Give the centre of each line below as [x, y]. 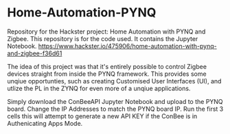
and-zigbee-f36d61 [35, 53]
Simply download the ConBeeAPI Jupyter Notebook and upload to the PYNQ [115, 101]
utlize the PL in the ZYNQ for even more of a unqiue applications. [99, 88]
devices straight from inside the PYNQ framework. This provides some [107, 74]
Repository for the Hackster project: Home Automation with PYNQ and [106, 31]
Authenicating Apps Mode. [45, 123]
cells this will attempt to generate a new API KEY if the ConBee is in [102, 116]
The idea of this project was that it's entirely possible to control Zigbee [107, 66]
